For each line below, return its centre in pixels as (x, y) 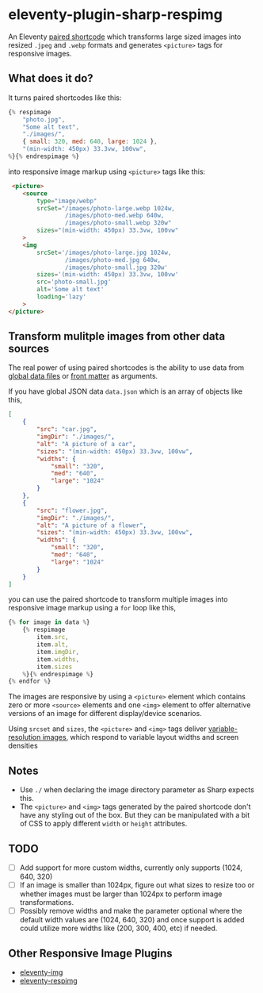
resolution (25, 737)
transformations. (47, 903)
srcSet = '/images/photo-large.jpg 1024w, (104, 252)
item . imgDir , (58, 652)
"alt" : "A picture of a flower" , (92, 525)
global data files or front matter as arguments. (83, 376)
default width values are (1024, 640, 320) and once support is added (132, 920)
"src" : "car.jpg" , (67, 429)
